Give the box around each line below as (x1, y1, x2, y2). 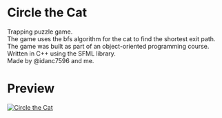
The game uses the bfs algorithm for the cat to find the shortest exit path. (7, 34, 216, 43)
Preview (7, 81, 55, 97)
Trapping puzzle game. (7, 27, 73, 36)
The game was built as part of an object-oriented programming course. (7, 42, 210, 50)
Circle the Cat (7, 5, 88, 21)
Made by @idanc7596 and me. (7, 56, 94, 64)
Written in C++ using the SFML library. (7, 49, 116, 58)
